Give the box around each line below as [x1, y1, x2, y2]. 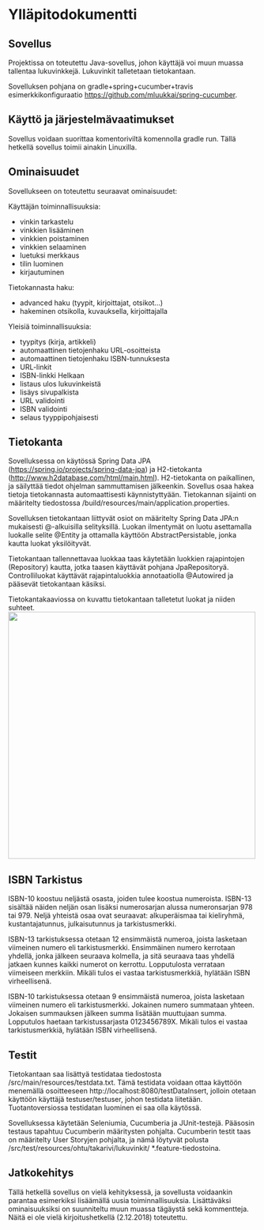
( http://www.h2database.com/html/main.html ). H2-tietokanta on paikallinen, [8, 473, 255, 483]
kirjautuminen [19, 267, 65, 277]
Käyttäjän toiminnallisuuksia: [8, 202, 101, 211]
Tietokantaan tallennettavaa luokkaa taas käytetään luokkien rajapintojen [8, 554, 245, 564]
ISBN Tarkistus [8, 873, 83, 886]
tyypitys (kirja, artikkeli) [19, 337, 96, 346]
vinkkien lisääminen [19, 225, 85, 235]
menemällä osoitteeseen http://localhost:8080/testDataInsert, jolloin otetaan [8, 1086, 257, 1096]
